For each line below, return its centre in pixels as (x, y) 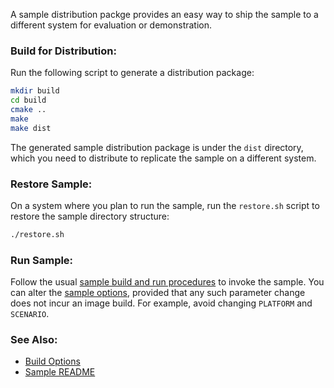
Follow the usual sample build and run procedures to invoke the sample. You (167, 282)
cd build (28, 100)
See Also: (34, 340)
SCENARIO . (30, 314)
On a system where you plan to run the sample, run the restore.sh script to (165, 205)
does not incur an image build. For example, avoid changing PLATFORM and (161, 303)
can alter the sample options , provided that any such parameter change (158, 293)
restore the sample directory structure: (90, 216)
